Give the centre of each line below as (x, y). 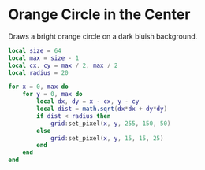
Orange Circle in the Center (99, 15)
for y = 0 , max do (52, 94)
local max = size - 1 (44, 58)
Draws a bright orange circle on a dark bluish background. (103, 36)
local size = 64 (35, 50)
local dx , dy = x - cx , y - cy (88, 102)
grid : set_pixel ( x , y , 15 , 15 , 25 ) (107, 138)
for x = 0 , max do (38, 87)
